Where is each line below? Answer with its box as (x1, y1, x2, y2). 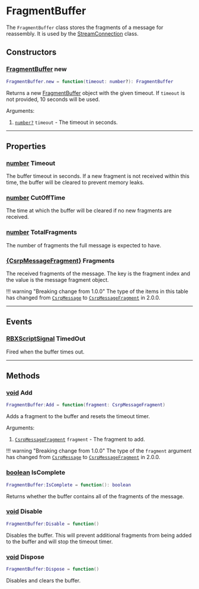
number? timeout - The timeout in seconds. (14, 119, 118, 126)
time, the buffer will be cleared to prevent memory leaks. (6, 179, 145, 186)
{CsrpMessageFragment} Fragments (6, 256, 115, 265)
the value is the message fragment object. (6, 276, 110, 284)
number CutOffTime (6, 194, 66, 202)
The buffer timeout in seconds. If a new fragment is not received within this (6, 173, 190, 180)
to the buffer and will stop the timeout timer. (6, 538, 113, 545)
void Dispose (6, 553, 44, 561)
